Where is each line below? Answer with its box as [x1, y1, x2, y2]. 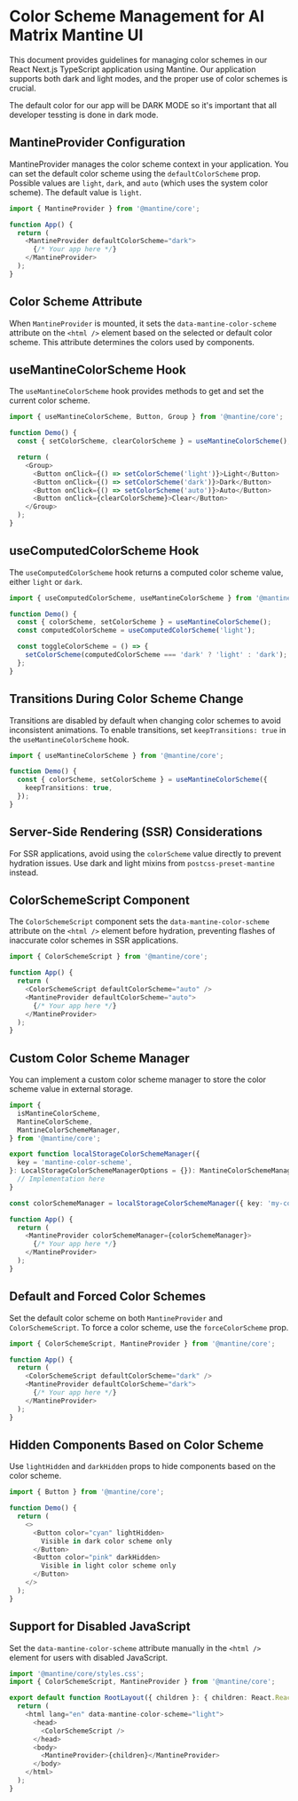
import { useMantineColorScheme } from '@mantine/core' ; [9, 751, 224, 760]
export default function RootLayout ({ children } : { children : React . [9, 1694, 276, 1702]
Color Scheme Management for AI [9, 6, 264, 27]
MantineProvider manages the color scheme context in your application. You [9, 158, 289, 170]
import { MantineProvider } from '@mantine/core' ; [9, 204, 200, 213]
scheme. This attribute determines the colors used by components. [9, 336, 255, 347]
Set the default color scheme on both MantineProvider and [9, 1312, 223, 1323]
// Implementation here [17, 1174, 105, 1184]
